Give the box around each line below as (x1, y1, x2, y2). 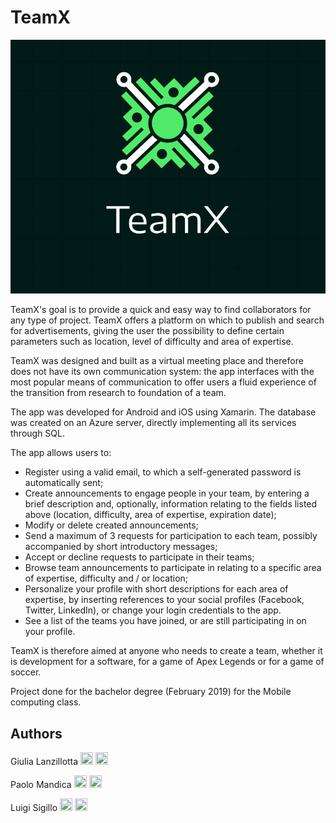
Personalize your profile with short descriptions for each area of (24, 583, 289, 595)
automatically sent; (24, 477, 104, 489)
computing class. (10, 696, 82, 708)
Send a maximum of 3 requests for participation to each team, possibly (24, 530, 318, 542)
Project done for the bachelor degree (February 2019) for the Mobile (10, 686, 292, 698)
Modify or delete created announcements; (24, 519, 199, 531)
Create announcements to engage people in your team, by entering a (24, 487, 310, 500)
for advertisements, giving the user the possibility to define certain (10, 325, 285, 337)
